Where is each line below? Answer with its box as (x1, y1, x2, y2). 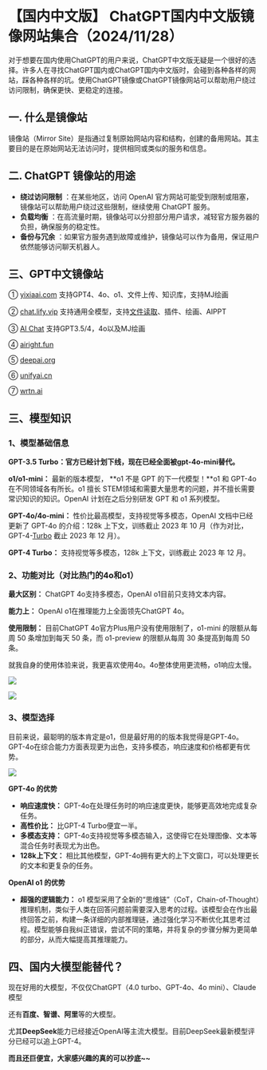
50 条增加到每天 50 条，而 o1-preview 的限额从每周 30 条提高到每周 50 (17, 633, 250, 643)
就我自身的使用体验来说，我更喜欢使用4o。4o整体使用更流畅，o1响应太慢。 (8, 660, 257, 670)
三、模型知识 (8, 411, 72, 425)
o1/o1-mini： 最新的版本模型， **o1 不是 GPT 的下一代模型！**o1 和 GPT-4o (8, 474, 257, 484)
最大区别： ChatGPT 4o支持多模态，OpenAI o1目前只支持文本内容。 (8, 589, 231, 599)
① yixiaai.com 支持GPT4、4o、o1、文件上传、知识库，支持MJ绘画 (8, 290, 229, 299)
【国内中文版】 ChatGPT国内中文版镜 (8, 7, 255, 26)
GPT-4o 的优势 (8, 783, 58, 793)
